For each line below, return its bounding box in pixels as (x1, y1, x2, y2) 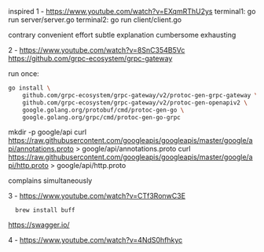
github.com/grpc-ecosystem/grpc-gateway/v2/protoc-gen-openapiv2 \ (22, 98, 247, 107)
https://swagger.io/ (8, 220, 70, 230)
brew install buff (15, 206, 76, 214)
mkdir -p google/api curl (8, 127, 87, 137)
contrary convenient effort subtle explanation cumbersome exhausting (8, 31, 236, 39)
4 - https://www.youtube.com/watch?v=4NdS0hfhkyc (8, 236, 183, 245)
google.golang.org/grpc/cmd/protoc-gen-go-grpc (22, 113, 181, 121)
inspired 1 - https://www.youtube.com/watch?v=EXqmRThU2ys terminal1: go (8, 7, 256, 16)
